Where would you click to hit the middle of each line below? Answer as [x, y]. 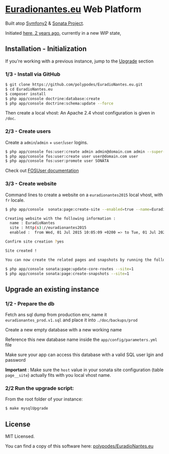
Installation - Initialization [46, 49]
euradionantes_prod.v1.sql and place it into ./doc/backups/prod [71, 320]
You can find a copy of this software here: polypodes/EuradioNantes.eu [79, 446]
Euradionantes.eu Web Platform [73, 9]
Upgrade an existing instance [52, 289]
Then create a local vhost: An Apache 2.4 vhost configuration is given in [80, 113]
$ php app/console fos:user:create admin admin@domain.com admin [75, 152]
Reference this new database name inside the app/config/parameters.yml [81, 339]
